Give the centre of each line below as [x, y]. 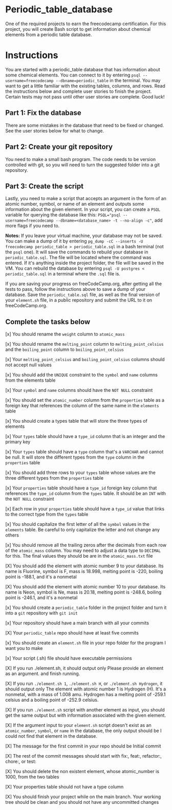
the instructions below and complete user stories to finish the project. [79, 91]
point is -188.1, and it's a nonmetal [41, 577]
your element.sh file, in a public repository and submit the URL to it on [79, 300]
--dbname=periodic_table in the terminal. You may [108, 80]
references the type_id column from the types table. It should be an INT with [86, 493]
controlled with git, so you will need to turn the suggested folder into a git [82, 165]
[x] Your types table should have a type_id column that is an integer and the [85, 437]
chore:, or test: [21, 762]
